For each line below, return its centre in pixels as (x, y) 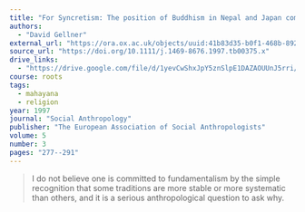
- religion (38, 102)
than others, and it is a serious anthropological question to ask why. (158, 198)
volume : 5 (28, 136)
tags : (20, 85)
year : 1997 (30, 111)
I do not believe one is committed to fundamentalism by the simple (156, 178)
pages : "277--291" (44, 152)
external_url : (36, 43)
